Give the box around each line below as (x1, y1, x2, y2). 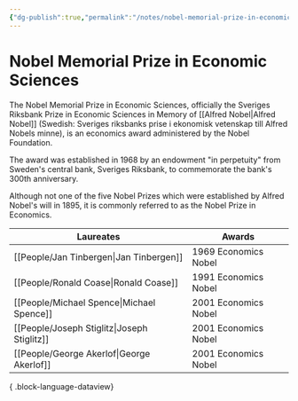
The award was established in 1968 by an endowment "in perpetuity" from (9, 154, 281, 165)
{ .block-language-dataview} (9, 381, 114, 391)
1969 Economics (192, 245, 264, 257)
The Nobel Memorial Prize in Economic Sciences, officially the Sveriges (9, 99, 271, 110)
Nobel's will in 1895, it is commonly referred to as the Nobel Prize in (9, 200, 256, 210)
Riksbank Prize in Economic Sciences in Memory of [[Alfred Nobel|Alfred (9, 108, 277, 120)
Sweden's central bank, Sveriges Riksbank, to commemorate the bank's (9, 163, 272, 174)
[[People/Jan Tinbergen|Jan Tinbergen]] (13, 250, 184, 263)
